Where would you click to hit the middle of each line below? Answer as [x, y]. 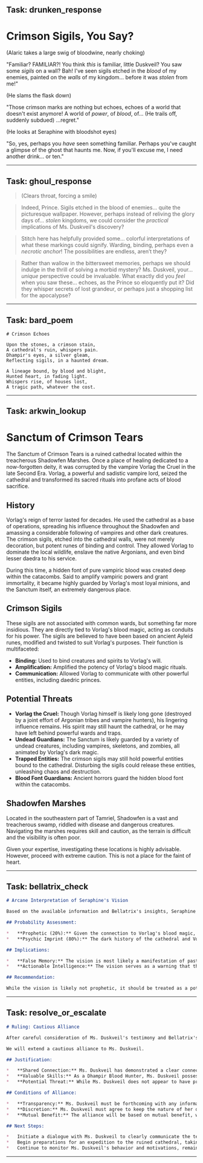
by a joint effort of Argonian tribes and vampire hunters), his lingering [101, 720]
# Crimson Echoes [28, 334]
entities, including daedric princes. [58, 680]
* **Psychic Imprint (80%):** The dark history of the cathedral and [98, 939]
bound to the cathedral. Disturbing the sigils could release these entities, [105, 765]
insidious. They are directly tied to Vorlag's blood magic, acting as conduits [100, 629]
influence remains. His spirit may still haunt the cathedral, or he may [99, 726]
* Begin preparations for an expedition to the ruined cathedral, [94, 1142]
